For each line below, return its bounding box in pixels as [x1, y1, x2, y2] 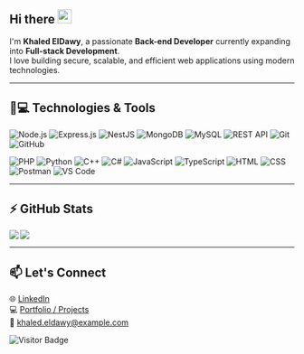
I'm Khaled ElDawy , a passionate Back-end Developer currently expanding [9, 35, 291, 46]
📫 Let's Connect [9, 265, 107, 280]
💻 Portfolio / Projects [9, 304, 90, 315]
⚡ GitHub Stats [9, 201, 93, 217]
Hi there [9, 12, 56, 27]
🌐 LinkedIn [9, 293, 50, 304]
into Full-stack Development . [9, 45, 120, 56]
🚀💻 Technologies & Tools [9, 100, 157, 116]
